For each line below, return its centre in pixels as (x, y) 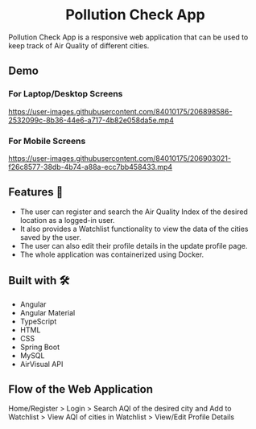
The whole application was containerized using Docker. (112, 254)
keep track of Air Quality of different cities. (79, 45)
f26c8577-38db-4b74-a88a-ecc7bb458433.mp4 (91, 167)
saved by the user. (51, 237)
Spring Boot (40, 347)
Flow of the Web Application (81, 389)
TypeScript (38, 321)
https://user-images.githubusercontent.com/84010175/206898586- (120, 111)
